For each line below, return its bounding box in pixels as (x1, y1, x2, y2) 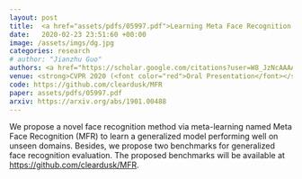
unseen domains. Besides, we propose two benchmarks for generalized (9, 140, 276, 151)
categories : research (9, 47, 91, 56)
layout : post (9, 13, 58, 22)
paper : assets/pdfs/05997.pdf (9, 88, 123, 97)
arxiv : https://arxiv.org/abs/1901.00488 (9, 96, 167, 106)
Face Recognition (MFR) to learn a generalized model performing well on (9, 131, 279, 142)
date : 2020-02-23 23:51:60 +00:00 (9, 30, 147, 39)
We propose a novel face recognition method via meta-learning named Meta (9, 121, 292, 132)
